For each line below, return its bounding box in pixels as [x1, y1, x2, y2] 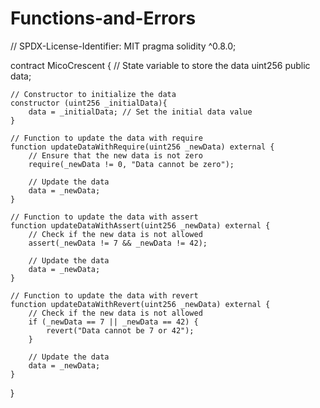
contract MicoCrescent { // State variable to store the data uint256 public [10, 59, 311, 71]
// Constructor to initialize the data [10, 89, 177, 99]
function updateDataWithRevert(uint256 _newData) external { [10, 299, 271, 309]
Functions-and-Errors [10, 7, 197, 30]
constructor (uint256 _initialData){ [10, 98, 168, 108]
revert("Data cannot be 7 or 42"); [46, 325, 195, 336]
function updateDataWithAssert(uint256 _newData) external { [10, 220, 271, 231]
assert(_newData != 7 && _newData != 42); [28, 238, 208, 248]
